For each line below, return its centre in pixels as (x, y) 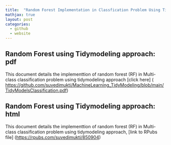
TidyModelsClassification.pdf (36, 90)
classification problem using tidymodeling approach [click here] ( (85, 80)
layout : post (19, 19)
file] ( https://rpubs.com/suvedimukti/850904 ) (53, 137)
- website (20, 33)
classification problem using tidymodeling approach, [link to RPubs (87, 132)
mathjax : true (20, 15)
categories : (18, 24)
